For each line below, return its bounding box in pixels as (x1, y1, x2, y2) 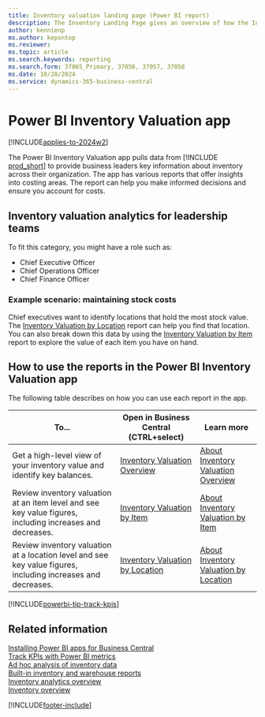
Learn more (203, 422, 248, 433)
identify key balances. (12, 470, 93, 481)
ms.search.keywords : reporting (8, 56, 111, 64)
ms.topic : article (8, 48, 69, 56)
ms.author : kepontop (8, 33, 77, 42)
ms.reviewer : (8, 41, 51, 49)
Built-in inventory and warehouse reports (8, 668, 142, 678)
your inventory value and (12, 460, 104, 471)
